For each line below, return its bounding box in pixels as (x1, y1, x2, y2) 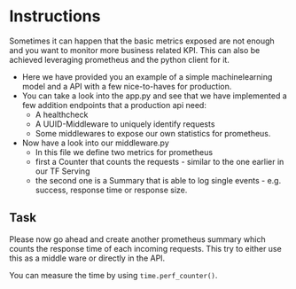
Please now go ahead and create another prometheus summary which (9, 233, 266, 245)
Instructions (9, 6, 101, 27)
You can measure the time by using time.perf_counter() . (9, 269, 218, 280)
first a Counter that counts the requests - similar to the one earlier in (35, 156, 284, 167)
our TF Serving (35, 166, 90, 176)
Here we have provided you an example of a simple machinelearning (21, 71, 273, 82)
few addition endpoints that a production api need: (21, 99, 206, 110)
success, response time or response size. (35, 184, 188, 195)
